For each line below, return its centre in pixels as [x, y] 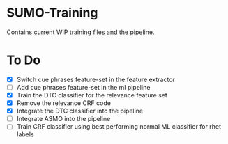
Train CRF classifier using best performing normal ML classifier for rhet [119, 127]
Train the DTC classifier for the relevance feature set [92, 95]
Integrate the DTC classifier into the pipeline [80, 111]
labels [25, 134]
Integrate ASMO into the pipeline [63, 119]
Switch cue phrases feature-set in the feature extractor [96, 79]
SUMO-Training [52, 13]
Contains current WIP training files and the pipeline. [81, 32]
